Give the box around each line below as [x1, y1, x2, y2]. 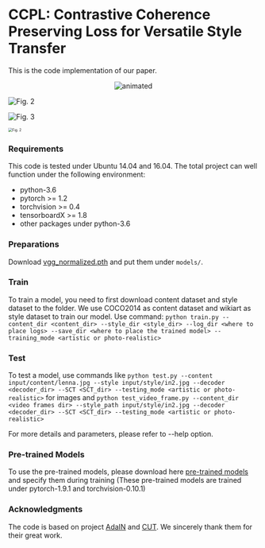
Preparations [8, 239, 60, 250]
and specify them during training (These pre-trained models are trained [8, 476, 242, 485]
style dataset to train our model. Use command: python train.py [8, 312, 220, 321]
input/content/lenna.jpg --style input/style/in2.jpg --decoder [8, 379, 225, 387]
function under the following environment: [8, 169, 145, 180]
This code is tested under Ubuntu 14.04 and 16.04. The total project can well [8, 161, 258, 171]
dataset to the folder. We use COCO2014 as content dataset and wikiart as [8, 303, 252, 313]
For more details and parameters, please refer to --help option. [8, 429, 214, 439]
